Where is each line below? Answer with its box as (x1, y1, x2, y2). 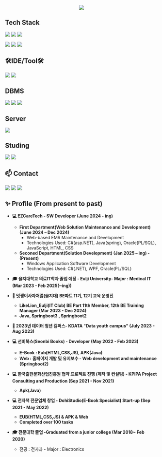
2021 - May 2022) (12, 404, 49, 410)
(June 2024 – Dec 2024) (19, 229, 69, 235)
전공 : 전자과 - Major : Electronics (19, 446, 84, 452)
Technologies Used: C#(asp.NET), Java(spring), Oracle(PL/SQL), (26, 240, 156, 246)
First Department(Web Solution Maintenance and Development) (19, 224, 151, 230)
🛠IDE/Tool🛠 (5, 57, 44, 65)
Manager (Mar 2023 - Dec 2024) (19, 307, 87, 313)
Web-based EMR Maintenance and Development (26, 234, 124, 240)
